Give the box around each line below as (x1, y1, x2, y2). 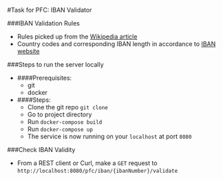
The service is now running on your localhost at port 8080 (27, 132, 192, 140)
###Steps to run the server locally (7, 61, 105, 68)
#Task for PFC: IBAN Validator (7, 6, 92, 14)
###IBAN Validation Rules (7, 19, 81, 27)
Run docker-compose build (27, 118, 103, 126)
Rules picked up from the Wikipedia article (17, 32, 138, 41)
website (17, 47, 40, 55)
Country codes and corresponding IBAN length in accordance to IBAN (17, 40, 216, 47)
